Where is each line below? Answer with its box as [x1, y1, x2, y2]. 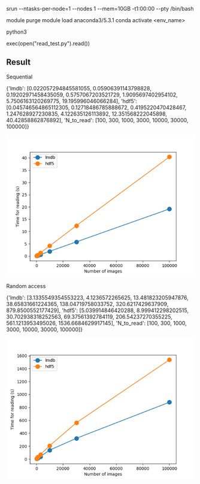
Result [6, 57, 31, 68]
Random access [6, 282, 46, 289]
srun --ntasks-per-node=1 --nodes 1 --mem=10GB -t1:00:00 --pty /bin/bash [6, 5, 194, 12]
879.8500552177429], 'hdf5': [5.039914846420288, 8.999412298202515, [6, 307, 189, 314]
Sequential [6, 73, 33, 80]
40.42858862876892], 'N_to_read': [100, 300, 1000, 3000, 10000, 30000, [6, 116, 189, 123]
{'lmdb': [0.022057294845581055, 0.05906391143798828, [6, 84, 151, 92]
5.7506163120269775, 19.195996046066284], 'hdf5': [6, 97, 138, 104]
